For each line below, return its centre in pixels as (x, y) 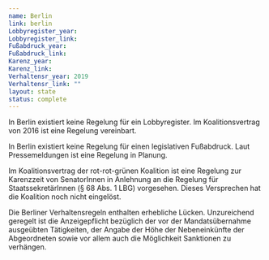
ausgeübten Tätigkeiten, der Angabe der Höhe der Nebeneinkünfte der (126, 230)
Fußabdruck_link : (38, 54)
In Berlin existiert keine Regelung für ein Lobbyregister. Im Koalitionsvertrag (134, 122)
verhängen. (28, 247)
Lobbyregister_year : (43, 31)
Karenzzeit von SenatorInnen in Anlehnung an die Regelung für (113, 180)
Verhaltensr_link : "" (45, 84)
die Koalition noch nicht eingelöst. (65, 197)
